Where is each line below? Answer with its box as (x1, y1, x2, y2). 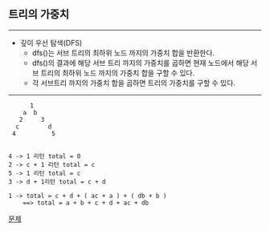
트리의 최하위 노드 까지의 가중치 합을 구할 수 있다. (40, 67, 195, 78)
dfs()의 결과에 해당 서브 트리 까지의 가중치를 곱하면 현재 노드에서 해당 (31, 58, 249, 67)
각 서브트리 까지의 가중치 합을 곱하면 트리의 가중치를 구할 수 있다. (31, 78, 235, 87)
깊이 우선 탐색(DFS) (19, 38, 83, 47)
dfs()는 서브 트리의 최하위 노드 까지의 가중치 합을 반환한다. (31, 47, 215, 58)
